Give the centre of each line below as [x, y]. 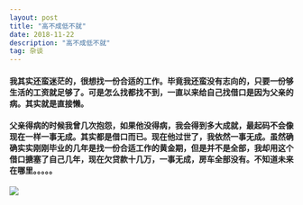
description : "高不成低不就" [60, 43]
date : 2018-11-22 [42, 34]
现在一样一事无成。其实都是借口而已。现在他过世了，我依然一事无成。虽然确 [151, 137]
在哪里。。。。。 [33, 171]
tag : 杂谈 [26, 51]
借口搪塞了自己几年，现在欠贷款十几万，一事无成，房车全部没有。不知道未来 [151, 159]
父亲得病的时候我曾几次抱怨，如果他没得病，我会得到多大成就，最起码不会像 [151, 126]
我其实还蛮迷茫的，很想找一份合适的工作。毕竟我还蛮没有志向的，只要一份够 [151, 81]
